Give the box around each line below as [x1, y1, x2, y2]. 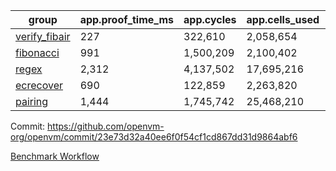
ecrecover [15, 79, 64, 92]
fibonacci [15, 46, 60, 59]
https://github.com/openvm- [47, 120, 165, 132]
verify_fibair [15, 30, 71, 43]
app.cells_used [246, 13, 320, 26]
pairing [15, 95, 49, 108]
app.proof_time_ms [79, 13, 175, 26]
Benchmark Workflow [10, 150, 100, 162]
